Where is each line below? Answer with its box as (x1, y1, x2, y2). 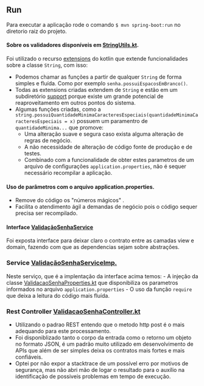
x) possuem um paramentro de (69, 118, 148, 125)
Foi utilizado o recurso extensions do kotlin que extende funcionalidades (6, 55, 188, 63)
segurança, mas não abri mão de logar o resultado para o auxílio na (15, 367, 185, 374)
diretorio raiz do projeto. (6, 27, 67, 35)
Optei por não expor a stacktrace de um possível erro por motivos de (15, 360, 189, 367)
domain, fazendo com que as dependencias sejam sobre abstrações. (6, 244, 180, 251)
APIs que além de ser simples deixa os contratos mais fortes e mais (15, 347, 185, 354)
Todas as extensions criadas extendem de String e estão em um (15, 86, 178, 94)
